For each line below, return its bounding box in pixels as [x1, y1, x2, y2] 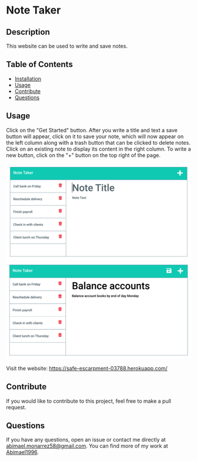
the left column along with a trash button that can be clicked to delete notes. [6, 139, 191, 146]
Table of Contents [6, 59, 74, 69]
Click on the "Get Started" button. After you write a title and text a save [6, 126, 178, 133]
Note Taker [6, 4, 61, 17]
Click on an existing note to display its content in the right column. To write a [6, 145, 191, 152]
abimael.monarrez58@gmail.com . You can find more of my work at [6, 442, 169, 450]
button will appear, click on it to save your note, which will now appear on [6, 133, 184, 140]
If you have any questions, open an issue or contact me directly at [6, 436, 166, 443]
